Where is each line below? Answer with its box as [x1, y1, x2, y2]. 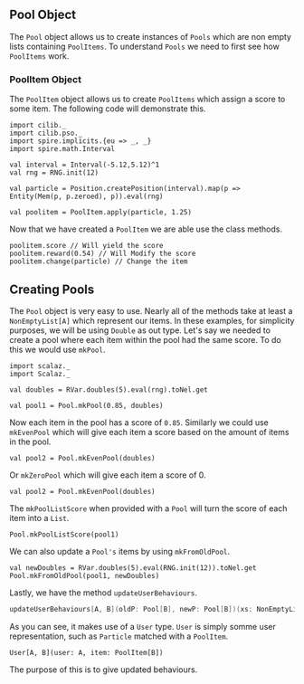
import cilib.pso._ [9, 128, 83, 138]
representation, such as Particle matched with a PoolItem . [9, 631, 229, 641]
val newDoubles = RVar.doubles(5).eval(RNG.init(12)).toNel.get [9, 563, 257, 573]
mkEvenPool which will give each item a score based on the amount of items [9, 426, 290, 437]
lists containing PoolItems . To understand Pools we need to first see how [9, 41, 280, 52]
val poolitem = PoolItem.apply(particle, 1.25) [9, 208, 193, 217]
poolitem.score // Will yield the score [9, 242, 165, 251]
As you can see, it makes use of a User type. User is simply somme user [9, 621, 276, 632]
